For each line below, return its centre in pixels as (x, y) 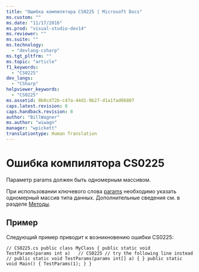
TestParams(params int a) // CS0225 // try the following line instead (100, 253)
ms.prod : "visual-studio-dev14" (46, 28)
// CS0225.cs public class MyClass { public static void (78, 248)
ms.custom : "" (24, 17)
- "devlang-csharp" (36, 51)
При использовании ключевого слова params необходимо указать (91, 191)
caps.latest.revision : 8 (37, 106)
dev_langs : (20, 78)
